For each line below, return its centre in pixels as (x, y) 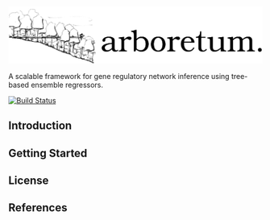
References (38, 208)
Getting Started (48, 153)
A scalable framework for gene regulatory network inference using (119, 76)
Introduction (40, 126)
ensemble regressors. (67, 85)
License (29, 180)
